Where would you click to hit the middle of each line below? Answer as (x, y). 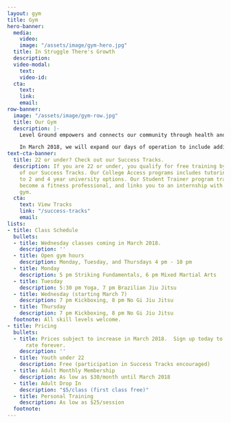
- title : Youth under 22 (49, 358)
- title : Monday (36, 268)
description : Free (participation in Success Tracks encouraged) (115, 365)
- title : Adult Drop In (47, 383)
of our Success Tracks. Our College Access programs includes (110, 172)
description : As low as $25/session (72, 402)
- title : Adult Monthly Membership (64, 371)
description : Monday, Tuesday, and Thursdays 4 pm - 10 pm (106, 262)
